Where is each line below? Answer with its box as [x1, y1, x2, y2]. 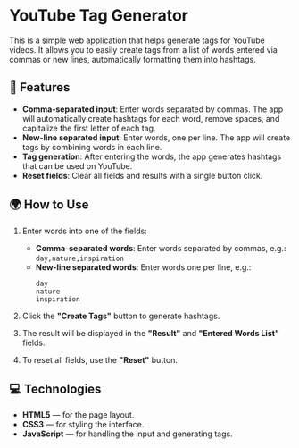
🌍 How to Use [9, 198, 89, 213]
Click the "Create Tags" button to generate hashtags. [21, 310, 220, 321]
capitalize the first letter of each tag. [21, 123, 156, 133]
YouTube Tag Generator [9, 5, 189, 26]
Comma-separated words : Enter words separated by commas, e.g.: [35, 242, 287, 253]
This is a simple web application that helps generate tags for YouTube [9, 35, 265, 46]
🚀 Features [9, 80, 71, 95]
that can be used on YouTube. [21, 160, 133, 171]
